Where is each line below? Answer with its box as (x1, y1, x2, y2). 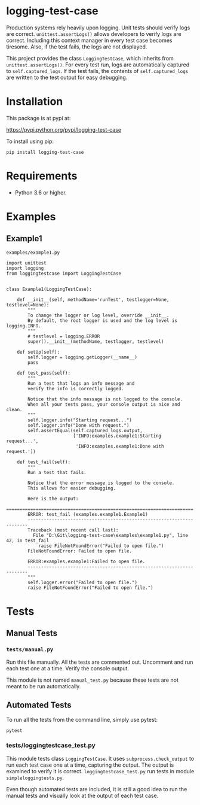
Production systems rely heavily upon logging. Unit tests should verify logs (6, 24, 190, 31)
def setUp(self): (17, 349, 60, 355)
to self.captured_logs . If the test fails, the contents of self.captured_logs (6, 67, 189, 74)
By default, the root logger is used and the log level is (27, 317, 178, 324)
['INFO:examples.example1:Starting (72, 433, 162, 439)
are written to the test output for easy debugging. (6, 74, 128, 81)
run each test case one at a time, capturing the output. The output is (6, 761, 174, 768)
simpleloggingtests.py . (6, 774, 64, 781)
